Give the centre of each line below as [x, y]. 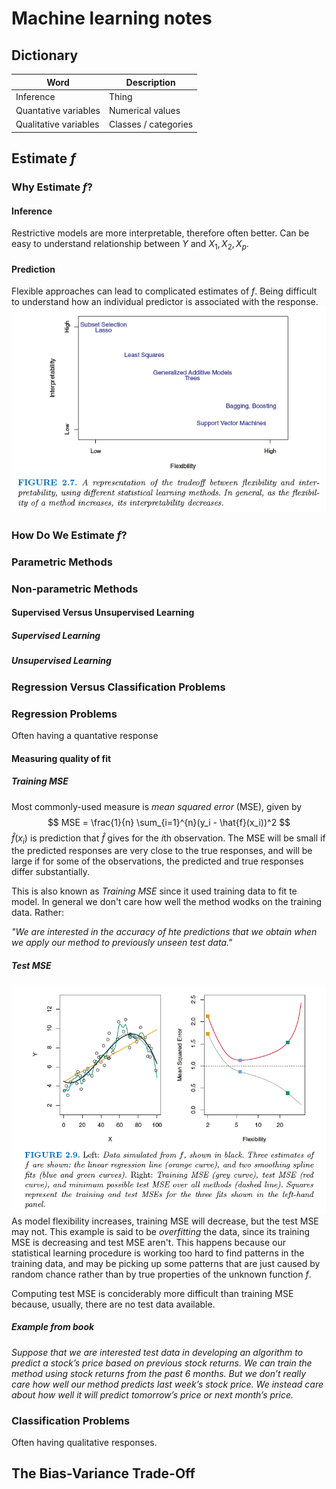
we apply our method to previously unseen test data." [122, 943]
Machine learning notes [112, 18]
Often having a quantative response [85, 735]
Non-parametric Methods [75, 589]
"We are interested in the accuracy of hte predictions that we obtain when [164, 932]
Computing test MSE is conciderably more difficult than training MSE [152, 1293]
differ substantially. [51, 872]
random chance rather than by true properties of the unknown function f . [161, 1274]
